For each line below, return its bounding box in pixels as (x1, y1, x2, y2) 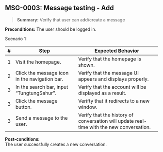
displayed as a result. (78, 90, 127, 96)
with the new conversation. (89, 124, 151, 131)
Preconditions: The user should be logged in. (5, 26, 97, 32)
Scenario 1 (5, 36, 26, 41)
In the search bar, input (15, 83, 68, 90)
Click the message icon (15, 69, 69, 76)
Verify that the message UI (78, 69, 139, 76)
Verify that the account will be (78, 83, 147, 90)
